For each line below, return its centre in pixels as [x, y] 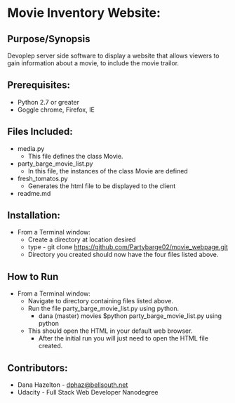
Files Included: [40, 132]
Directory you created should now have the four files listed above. [123, 255]
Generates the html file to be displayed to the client [102, 186]
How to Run [33, 276]
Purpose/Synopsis [49, 39]
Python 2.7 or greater [48, 102]
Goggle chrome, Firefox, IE [56, 110]
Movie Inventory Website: [84, 13]
